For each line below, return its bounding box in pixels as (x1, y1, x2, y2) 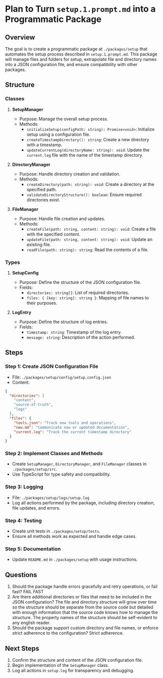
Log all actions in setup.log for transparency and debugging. (12, 667, 135, 673)
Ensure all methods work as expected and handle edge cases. (12, 533, 137, 539)
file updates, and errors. (12, 505, 61, 511)
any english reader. (12, 620, 51, 626)
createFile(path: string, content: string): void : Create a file (26, 226, 156, 232)
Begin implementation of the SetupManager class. (12, 662, 109, 668)
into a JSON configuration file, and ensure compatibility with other (5, 62, 138, 67)
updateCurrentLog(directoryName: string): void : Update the (26, 147, 150, 153)
